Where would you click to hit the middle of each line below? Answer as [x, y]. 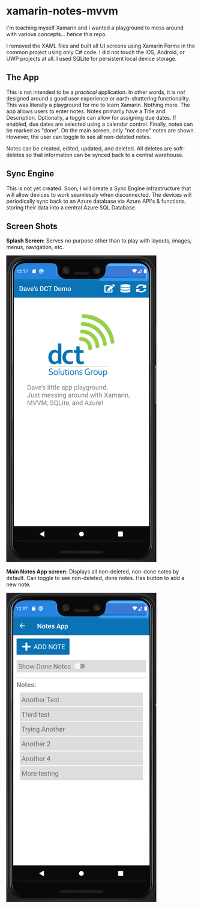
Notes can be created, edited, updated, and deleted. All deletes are [89, 148]
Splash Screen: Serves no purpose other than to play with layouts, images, [99, 241]
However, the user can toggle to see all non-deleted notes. [79, 137]
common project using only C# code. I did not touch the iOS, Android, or [95, 52]
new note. [19, 584]
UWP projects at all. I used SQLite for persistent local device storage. [91, 58]
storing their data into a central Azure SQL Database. [71, 207]
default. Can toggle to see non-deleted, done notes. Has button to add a [95, 578]
